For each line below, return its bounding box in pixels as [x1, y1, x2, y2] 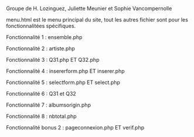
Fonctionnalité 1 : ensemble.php [6, 34, 83, 40]
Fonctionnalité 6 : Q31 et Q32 [6, 90, 76, 97]
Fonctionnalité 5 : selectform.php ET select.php [6, 79, 120, 86]
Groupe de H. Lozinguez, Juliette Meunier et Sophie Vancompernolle [6, 5, 172, 12]
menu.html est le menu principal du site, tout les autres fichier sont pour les [6, 16, 189, 23]
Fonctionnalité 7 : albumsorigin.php [6, 101, 91, 108]
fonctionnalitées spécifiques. [6, 23, 76, 29]
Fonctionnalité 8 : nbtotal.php [6, 113, 77, 120]
